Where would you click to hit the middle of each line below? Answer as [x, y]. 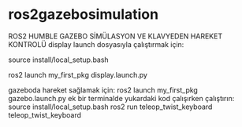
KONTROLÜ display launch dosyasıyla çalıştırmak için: [96, 44]
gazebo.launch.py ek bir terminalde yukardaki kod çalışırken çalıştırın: [121, 98]
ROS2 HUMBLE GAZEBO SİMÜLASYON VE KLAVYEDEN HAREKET [115, 36]
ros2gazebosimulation [84, 15]
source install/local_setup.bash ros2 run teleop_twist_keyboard [110, 107]
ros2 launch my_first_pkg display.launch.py [78, 74]
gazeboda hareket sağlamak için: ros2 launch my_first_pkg [103, 90]
